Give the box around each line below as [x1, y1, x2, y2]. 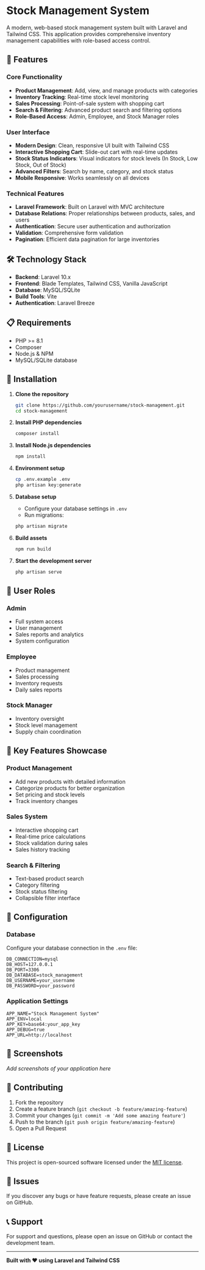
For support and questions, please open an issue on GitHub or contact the [6, 1233, 193, 1240]
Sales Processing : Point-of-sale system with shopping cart [15, 99, 165, 107]
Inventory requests [15, 679, 63, 687]
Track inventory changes [15, 797, 78, 804]
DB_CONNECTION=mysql [6, 956, 59, 962]
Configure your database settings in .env [24, 505, 128, 512]
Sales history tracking [15, 846, 70, 853]
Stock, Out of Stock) [15, 161, 67, 168]
